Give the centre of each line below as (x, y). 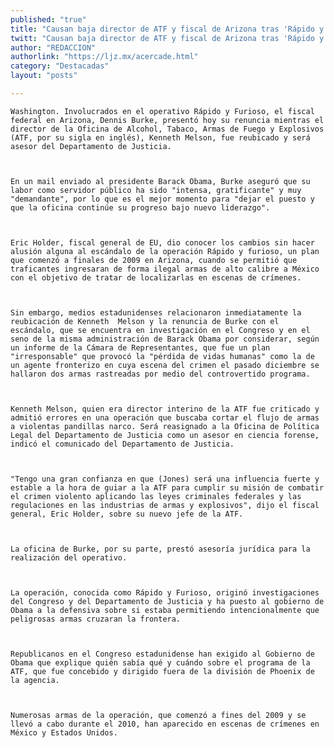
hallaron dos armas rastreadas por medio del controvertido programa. (160, 374)
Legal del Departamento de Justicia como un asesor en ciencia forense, (165, 435)
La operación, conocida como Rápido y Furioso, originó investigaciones (165, 592)
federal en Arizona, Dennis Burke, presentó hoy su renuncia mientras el (167, 120)
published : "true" (48, 19)
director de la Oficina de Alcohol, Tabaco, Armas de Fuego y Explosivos (167, 129)
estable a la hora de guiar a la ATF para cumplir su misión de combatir (167, 487)
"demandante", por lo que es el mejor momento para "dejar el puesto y (162, 199)
